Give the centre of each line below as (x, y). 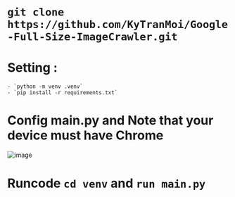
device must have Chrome (85, 135)
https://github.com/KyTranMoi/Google (118, 25)
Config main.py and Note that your (110, 121)
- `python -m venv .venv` (45, 87)
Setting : (32, 68)
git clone (36, 12)
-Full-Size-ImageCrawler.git (93, 37)
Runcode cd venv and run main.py (107, 183)
